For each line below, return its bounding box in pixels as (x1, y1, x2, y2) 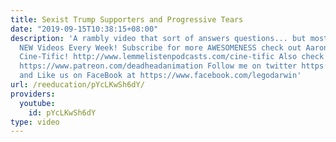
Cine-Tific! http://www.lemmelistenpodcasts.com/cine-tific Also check (19, 52, 325, 62)
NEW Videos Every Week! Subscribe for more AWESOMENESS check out (19, 42, 302, 53)
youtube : (19, 98, 56, 108)
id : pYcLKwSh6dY (28, 107, 97, 118)
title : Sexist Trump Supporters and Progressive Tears (10, 14, 244, 25)
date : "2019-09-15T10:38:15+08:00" (10, 24, 159, 34)
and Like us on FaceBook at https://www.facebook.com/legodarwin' (19, 71, 302, 81)
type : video (10, 117, 60, 127)
